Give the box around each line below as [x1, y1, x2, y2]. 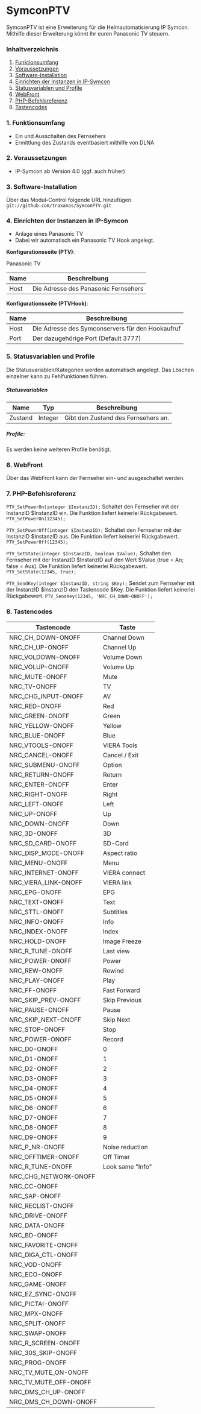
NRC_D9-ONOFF [9, 1133, 58, 1141]
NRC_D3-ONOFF [9, 1074, 58, 1082]
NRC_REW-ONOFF [9, 966, 63, 974]
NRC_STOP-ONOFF [9, 1025, 66, 1034]
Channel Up [102, 643, 137, 651]
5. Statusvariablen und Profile [6, 352, 95, 361]
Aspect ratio [102, 848, 137, 857]
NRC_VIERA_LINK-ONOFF [9, 878, 82, 886]
